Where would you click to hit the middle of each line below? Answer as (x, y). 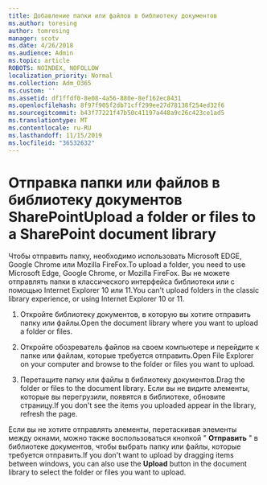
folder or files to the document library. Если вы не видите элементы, (135, 388)
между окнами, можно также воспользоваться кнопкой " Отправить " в (133, 438)
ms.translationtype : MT (48, 121)
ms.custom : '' (32, 90)
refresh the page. (49, 414)
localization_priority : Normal (61, 76)
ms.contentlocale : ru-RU (50, 128)
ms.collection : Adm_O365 (50, 83)
